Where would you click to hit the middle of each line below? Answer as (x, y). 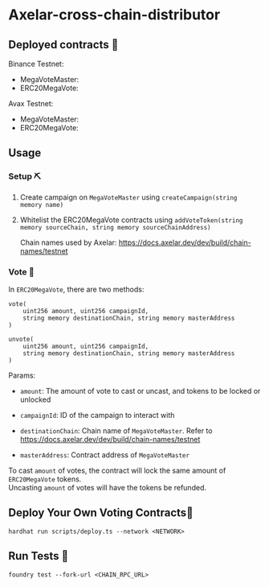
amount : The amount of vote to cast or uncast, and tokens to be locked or (140, 391)
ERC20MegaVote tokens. (45, 479)
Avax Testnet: (31, 103)
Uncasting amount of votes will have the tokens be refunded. (108, 487)
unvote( (21, 339)
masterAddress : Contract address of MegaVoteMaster (105, 455)
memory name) (42, 205)
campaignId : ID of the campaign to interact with (97, 415)
